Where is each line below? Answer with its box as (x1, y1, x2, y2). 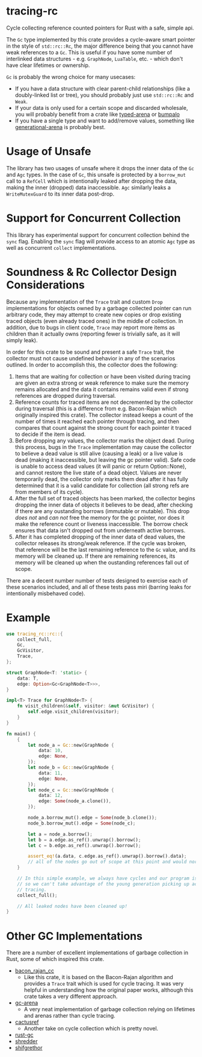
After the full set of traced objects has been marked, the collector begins (14, 494, 195, 502)
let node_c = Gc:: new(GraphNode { (28, 787, 114, 793)
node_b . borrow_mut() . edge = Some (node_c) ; (28, 820, 136, 826)
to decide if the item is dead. (14, 430, 86, 438)
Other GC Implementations (6, 929, 143, 943)
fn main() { (6, 730, 36, 737)
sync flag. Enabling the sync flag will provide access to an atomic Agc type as (6, 237, 195, 245)
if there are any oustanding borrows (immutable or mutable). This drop (14, 507, 190, 514)
